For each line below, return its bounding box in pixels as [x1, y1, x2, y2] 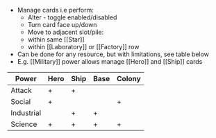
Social [10, 97, 31, 106]
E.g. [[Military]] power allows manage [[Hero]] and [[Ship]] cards [17, 58, 203, 65]
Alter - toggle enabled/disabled [27, 13, 117, 21]
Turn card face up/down [27, 21, 97, 28]
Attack [10, 86, 33, 95]
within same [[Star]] [27, 35, 85, 44]
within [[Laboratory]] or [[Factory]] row [27, 43, 140, 51]
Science [10, 119, 38, 129]
